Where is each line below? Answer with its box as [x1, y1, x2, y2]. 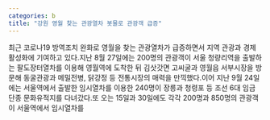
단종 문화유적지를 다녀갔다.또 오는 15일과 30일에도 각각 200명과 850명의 [8, 93, 238, 102]
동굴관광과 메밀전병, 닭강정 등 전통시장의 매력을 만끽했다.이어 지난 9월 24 [23, 72, 254, 82]
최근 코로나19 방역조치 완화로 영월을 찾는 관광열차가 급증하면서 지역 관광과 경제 [8, 42, 256, 52]
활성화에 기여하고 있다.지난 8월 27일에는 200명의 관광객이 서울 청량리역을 [8, 52, 241, 62]
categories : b [8, 11, 56, 20]
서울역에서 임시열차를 [16, 102, 85, 113]
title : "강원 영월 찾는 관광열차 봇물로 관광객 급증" [8, 19, 163, 27]
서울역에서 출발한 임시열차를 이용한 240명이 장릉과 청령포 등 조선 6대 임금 [23, 82, 256, 93]
